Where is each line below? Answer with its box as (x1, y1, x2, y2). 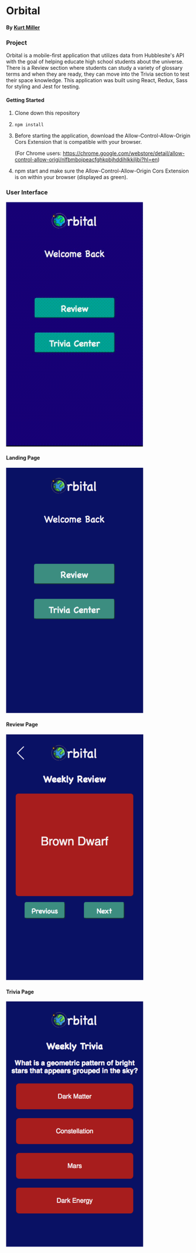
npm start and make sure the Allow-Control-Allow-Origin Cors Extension (14, 167, 189, 174)
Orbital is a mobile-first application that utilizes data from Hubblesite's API (6, 52, 184, 59)
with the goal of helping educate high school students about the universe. (6, 58, 184, 65)
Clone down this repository (14, 110, 80, 117)
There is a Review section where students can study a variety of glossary (6, 65, 183, 72)
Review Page (6, 721, 38, 728)
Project (6, 38, 27, 46)
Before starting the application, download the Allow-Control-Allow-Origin (14, 132, 191, 139)
